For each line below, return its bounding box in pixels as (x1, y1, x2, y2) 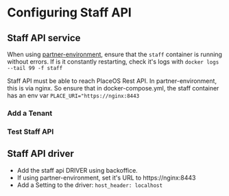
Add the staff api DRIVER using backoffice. (16, 166, 138, 174)
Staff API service (7, 32, 81, 44)
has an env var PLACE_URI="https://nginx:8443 (7, 91, 140, 99)
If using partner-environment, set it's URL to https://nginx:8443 (16, 173, 196, 182)
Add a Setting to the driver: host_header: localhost (16, 180, 163, 189)
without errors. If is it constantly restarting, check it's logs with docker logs (7, 58, 219, 66)
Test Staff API (7, 127, 54, 136)
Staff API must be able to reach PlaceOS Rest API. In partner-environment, (7, 77, 217, 85)
